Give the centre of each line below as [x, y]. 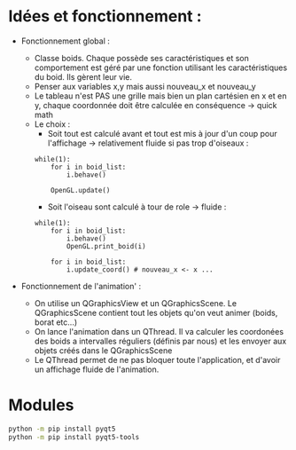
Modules [41, 405]
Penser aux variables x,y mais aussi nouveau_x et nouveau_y [145, 86]
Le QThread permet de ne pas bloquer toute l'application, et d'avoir [157, 359]
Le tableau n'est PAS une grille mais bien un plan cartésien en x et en [160, 96]
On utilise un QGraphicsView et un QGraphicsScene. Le [135, 303]
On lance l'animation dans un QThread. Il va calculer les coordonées [159, 331]
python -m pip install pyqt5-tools [74, 437]
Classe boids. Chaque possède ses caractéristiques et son [141, 58]
